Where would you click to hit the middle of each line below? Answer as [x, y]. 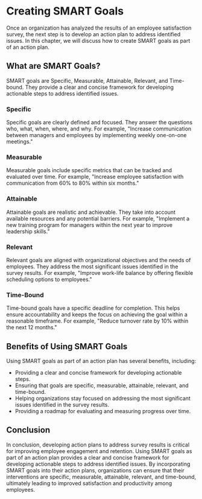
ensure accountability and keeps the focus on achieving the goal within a [97, 315]
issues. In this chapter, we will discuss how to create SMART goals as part [98, 40]
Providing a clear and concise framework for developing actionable [98, 373]
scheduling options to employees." [49, 279]
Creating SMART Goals [65, 11]
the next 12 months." [32, 327]
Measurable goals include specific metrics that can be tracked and [89, 170]
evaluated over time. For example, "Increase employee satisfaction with [95, 177]
